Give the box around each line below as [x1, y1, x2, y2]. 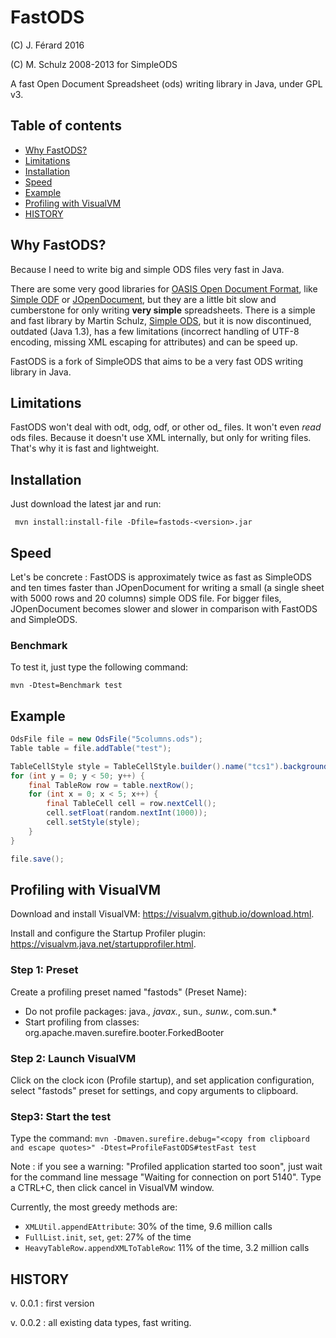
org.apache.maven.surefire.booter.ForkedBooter [24, 1026, 225, 1038]
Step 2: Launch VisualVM [10, 1051, 137, 1065]
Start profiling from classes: [24, 1016, 140, 1028]
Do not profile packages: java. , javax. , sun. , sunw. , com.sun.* [24, 1005, 278, 1017]
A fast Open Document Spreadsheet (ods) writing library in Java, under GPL [10, 77, 323, 90]
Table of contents [10, 117, 122, 135]
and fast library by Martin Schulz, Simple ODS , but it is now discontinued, [10, 314, 312, 326]
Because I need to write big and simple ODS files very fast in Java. [10, 263, 285, 275]
